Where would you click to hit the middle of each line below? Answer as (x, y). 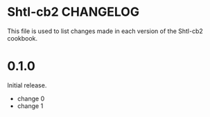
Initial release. (27, 85)
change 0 (31, 98)
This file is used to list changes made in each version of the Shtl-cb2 (105, 31)
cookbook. (23, 38)
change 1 (30, 106)
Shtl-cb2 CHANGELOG (73, 12)
